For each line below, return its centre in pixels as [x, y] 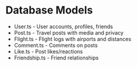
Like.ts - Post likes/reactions [48, 51]
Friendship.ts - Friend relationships [56, 58]
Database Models [49, 10]
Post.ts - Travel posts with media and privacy [69, 32]
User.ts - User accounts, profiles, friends [63, 26]
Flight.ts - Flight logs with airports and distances [73, 39]
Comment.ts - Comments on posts [56, 45]
